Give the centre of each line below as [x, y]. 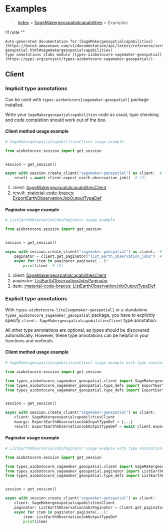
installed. [14, 105]
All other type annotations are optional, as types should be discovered [77, 330]
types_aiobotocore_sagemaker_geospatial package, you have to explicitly [80, 315]
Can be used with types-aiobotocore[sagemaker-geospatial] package [77, 99]
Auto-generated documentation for [41, 41]
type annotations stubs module [38, 55]
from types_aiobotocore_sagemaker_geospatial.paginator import [72, 471]
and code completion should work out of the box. [56, 120]
